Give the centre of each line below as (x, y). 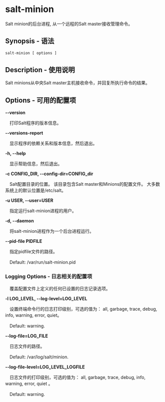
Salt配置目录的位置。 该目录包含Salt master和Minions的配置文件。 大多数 (84, 184)
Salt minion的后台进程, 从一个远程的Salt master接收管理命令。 (69, 24)
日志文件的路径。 (27, 346)
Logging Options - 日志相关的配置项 (49, 277)
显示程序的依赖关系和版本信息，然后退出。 (53, 144)
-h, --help (15, 154)
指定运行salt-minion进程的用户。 (43, 211)
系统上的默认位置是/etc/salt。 (36, 190)
